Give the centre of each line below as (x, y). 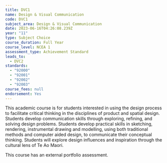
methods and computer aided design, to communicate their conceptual (78, 135)
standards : (17, 66)
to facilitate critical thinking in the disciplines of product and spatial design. (82, 113)
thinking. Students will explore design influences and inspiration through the (84, 140)
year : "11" (17, 33)
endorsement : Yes (23, 94)
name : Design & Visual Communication (45, 15)
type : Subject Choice (28, 38)
